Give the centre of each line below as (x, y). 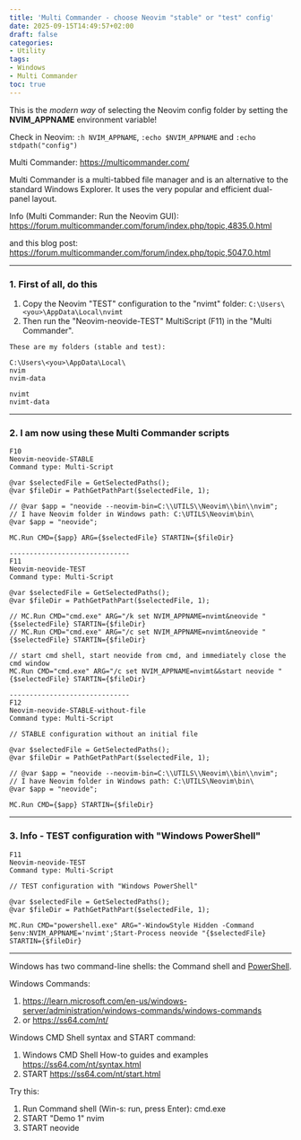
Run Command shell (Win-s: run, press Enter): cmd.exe (124, 1109)
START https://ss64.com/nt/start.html (91, 1074)
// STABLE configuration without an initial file (104, 734)
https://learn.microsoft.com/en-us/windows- (105, 1001)
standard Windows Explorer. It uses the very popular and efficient (130, 189)
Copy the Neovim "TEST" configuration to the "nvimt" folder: (134, 303)
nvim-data (28, 378)
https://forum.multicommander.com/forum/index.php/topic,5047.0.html (140, 252)
